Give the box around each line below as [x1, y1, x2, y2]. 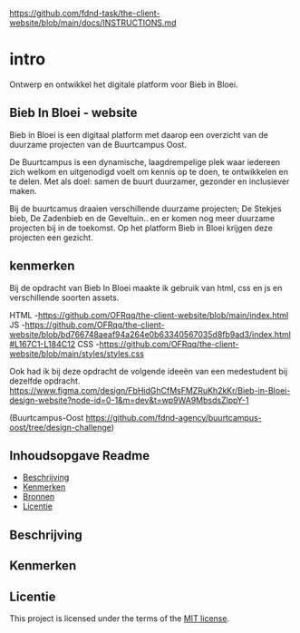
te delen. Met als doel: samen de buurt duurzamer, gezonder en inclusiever [9, 176, 290, 187]
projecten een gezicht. [9, 231, 93, 243]
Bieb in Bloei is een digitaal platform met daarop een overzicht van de [9, 129, 269, 140]
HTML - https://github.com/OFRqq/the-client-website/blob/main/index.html [9, 309, 289, 320]
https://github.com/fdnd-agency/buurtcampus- [85, 412, 262, 423]
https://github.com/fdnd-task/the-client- [9, 8, 160, 18]
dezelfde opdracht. [9, 375, 81, 386]
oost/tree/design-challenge [9, 422, 111, 433]
